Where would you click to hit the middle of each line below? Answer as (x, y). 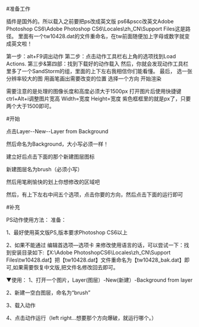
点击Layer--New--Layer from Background (57, 131)
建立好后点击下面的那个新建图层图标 (50, 157)
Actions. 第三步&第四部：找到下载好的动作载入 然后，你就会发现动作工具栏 (97, 64)
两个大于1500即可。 (30, 106)
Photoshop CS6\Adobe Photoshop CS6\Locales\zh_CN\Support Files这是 (96, 29)
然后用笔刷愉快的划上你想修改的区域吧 (53, 182)
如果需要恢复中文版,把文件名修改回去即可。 (66, 267)
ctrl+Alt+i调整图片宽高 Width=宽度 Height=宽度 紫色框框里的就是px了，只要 (99, 99)
